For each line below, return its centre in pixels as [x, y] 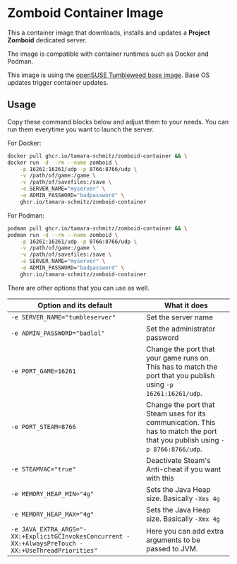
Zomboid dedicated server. [47, 40]
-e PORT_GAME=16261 [43, 371]
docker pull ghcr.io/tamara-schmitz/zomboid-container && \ [98, 156]
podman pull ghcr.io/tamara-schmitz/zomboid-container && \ [98, 228]
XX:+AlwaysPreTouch [43, 543]
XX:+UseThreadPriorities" [54, 550]
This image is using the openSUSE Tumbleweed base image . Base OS [109, 75]
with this [160, 478]
